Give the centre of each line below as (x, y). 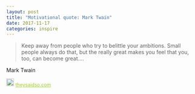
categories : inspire (32, 29)
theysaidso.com (33, 85)
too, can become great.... (53, 58)
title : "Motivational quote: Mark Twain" (59, 17)
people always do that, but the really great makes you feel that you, (105, 52)
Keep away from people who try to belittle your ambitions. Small (101, 46)
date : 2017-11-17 (28, 23)
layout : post (23, 12)
